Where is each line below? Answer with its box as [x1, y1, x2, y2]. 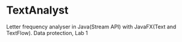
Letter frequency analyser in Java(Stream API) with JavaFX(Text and [6, 23, 177, 30]
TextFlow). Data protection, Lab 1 [6, 29, 89, 36]
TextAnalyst [6, 4, 69, 17]
